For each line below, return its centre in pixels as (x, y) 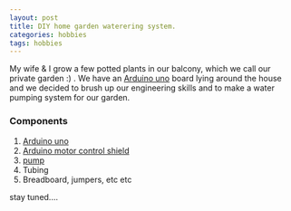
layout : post (34, 18)
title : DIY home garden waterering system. (93, 26)
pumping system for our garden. (70, 98)
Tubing (35, 169)
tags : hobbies (36, 43)
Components (39, 121)
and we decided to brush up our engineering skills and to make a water (142, 88)
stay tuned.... (34, 197)
